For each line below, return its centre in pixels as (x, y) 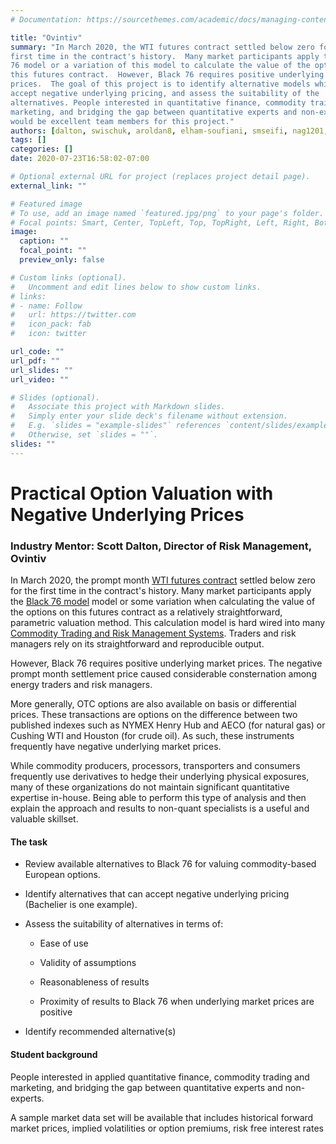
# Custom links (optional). (69, 277)
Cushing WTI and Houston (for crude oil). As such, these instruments (152, 736)
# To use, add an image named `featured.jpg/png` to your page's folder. (167, 213)
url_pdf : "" (35, 361)
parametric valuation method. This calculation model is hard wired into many (168, 623)
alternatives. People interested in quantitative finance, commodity (158, 102)
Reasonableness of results (94, 982)
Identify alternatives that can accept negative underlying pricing (157, 894)
